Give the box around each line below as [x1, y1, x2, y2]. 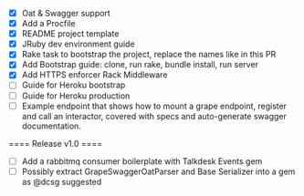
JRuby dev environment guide [21, 38, 135, 49]
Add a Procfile [21, 18, 76, 29]
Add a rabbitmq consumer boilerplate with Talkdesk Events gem [21, 155, 263, 167]
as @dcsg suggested [21, 176, 102, 187]
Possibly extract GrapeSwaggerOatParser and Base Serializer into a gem [21, 166, 296, 177]
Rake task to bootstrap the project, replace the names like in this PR [21, 49, 277, 60]
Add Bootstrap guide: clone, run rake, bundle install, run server [21, 59, 259, 70]
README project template [21, 28, 120, 39]
